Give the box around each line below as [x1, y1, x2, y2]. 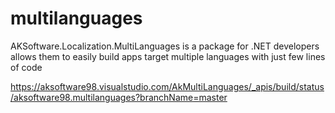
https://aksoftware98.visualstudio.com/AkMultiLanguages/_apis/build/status [10, 80, 325, 92]
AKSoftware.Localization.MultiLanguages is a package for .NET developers [10, 40, 320, 52]
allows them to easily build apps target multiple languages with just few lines [10, 50, 326, 62]
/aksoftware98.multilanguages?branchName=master [10, 91, 228, 103]
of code [10, 61, 43, 73]
